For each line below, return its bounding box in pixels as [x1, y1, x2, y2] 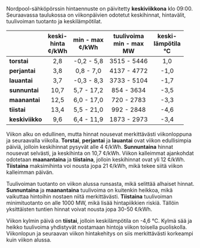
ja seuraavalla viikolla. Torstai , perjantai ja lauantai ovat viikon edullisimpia [6, 137, 192, 144]
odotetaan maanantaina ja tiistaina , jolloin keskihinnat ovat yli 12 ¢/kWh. [6, 156, 186, 163]
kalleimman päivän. [6, 169, 54, 176]
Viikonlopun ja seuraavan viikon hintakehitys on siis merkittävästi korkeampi [6, 230, 193, 237]
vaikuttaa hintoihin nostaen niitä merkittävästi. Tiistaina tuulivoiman [6, 193, 172, 200]
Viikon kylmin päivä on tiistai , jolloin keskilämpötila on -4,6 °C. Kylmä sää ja [6, 218, 193, 224]
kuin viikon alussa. [6, 236, 52, 243]
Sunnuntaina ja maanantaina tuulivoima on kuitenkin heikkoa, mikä [6, 186, 173, 194]
